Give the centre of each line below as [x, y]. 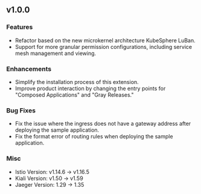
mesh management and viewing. [56, 53]
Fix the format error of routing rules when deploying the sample [94, 137]
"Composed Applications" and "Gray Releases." [74, 95]
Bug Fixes [21, 110]
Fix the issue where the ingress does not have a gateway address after [103, 124]
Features [20, 27]
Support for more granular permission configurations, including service [103, 47]
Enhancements [29, 69]
